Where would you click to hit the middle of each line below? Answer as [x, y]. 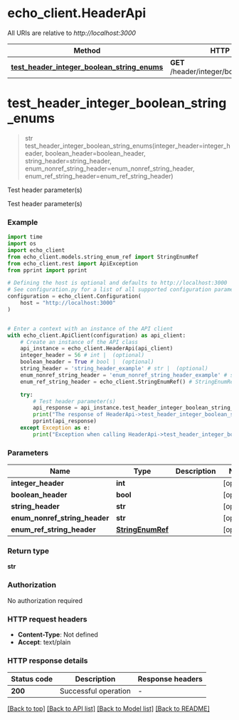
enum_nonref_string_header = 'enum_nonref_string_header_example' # [124, 375]
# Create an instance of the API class [79, 342]
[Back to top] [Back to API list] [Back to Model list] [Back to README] [108, 709]
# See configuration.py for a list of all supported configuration [110, 290]
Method [87, 50]
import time [25, 237]
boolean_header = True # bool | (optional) [87, 362]
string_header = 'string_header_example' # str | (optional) [114, 369]
